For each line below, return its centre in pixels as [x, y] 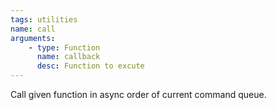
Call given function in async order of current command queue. [138, 94]
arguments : [33, 38]
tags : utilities [44, 19]
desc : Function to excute [90, 66]
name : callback [68, 57]
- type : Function [64, 47]
